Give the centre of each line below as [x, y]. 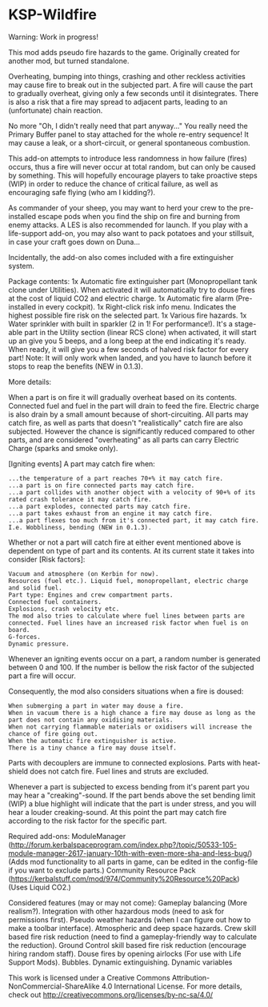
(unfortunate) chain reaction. [56, 110]
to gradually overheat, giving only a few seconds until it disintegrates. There [133, 93]
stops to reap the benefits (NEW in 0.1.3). [76, 366]
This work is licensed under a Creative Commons [89, 977]
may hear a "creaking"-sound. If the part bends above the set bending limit [132, 795]
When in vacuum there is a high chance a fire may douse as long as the [132, 713]
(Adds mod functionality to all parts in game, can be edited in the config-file [133, 861]
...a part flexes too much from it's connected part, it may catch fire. [134, 520]
